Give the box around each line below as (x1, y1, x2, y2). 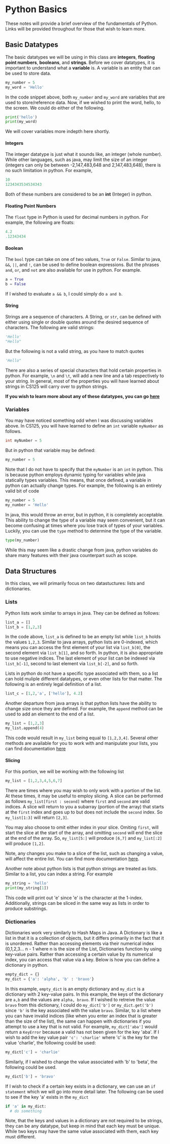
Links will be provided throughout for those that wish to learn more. (5, 25, 146, 31)
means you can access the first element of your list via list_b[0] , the (5, 644, 151, 650)
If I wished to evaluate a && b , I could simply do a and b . (5, 291, 123, 297)
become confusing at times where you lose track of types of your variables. (5, 522, 164, 529)
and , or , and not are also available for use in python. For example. (5, 267, 142, 273)
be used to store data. (5, 70, 52, 76)
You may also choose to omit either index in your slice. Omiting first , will (5, 824, 159, 831)
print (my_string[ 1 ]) (5, 886, 49, 891)
